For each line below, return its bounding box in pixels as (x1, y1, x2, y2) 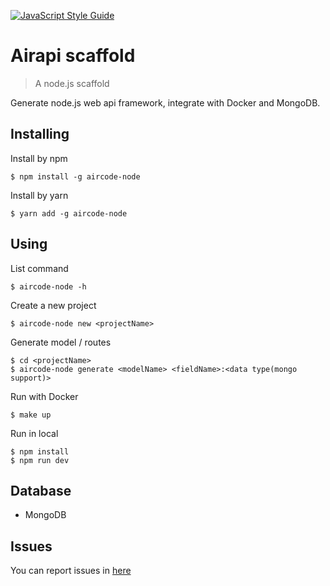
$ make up (10, 410, 52, 420)
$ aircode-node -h (10, 281, 87, 292)
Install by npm (10, 152, 68, 164)
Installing (10, 126, 70, 143)
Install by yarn (10, 189, 69, 201)
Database (10, 482, 72, 499)
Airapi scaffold (10, 45, 136, 67)
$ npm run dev (10, 455, 70, 465)
